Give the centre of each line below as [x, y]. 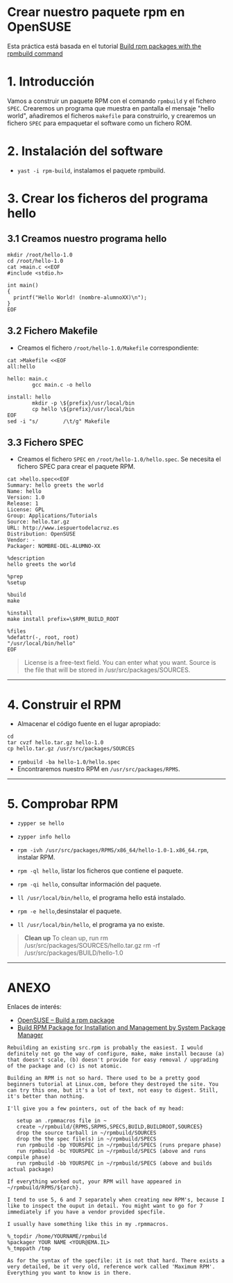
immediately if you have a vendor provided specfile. [87, 1212]
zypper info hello [44, 837]
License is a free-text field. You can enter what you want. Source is [120, 663]
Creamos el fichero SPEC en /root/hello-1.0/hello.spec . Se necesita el [119, 459]
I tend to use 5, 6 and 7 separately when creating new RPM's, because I [116, 1200]
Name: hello [24, 492]
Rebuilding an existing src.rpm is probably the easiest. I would [105, 1048]
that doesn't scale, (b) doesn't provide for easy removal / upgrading [113, 1060]
